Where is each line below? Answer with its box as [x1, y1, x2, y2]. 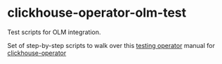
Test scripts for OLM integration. [7, 28, 101, 36]
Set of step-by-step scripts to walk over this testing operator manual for [7, 41, 216, 49]
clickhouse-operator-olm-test [7, 5, 187, 21]
